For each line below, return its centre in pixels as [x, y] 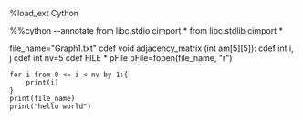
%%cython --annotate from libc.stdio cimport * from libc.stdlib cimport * [146, 30]
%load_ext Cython [44, 13]
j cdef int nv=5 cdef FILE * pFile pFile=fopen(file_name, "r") [121, 58]
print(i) [42, 83]
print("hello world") [51, 106]
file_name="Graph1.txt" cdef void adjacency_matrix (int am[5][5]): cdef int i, [151, 48]
